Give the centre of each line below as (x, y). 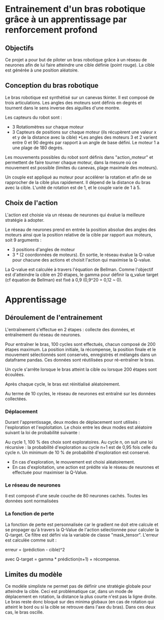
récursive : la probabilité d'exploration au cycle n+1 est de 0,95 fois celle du (81, 447)
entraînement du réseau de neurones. (43, 335)
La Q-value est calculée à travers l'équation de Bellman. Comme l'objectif (79, 269)
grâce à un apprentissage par (66, 19)
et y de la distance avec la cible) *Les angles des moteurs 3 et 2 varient (85, 137)
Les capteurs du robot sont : (34, 117)
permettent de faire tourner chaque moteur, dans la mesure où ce (71, 162)
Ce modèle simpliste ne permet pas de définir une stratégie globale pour (78, 586)
